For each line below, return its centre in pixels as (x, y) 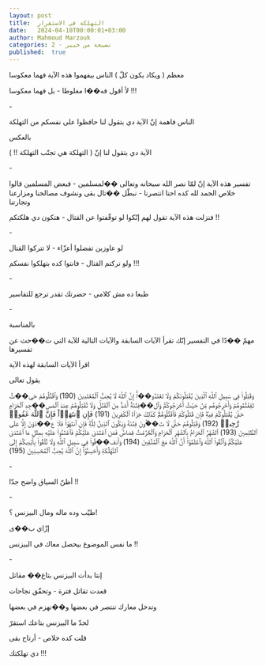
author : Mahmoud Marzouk (50, 38)
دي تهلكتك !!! (28, 653)
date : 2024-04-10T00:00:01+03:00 (67, 30)
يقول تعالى (25, 380)
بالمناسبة (22, 324)
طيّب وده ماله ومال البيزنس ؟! (53, 512)
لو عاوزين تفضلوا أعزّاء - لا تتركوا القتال (66, 248)
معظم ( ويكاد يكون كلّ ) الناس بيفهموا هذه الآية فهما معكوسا (97, 75)
